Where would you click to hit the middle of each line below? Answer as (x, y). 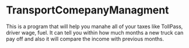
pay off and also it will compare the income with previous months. (85, 39)
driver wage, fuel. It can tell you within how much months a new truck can (95, 32)
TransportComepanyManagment (87, 10)
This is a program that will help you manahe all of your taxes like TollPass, (94, 26)
